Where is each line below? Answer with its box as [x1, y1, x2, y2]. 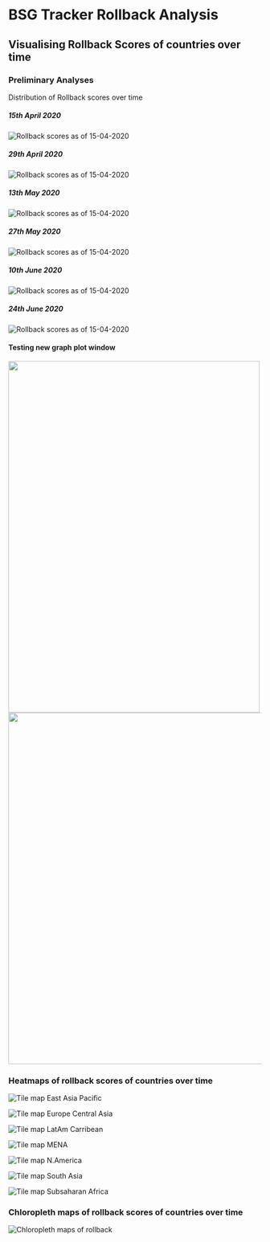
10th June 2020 [8, 265, 63, 275]
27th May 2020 [8, 227, 62, 236]
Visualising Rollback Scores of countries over [8, 38, 241, 51]
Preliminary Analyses [8, 74, 94, 85]
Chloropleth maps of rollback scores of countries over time [8, 1207, 243, 1218]
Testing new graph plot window [8, 343, 116, 353]
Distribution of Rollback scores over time [8, 92, 143, 102]
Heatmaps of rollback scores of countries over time [8, 1075, 213, 1086]
